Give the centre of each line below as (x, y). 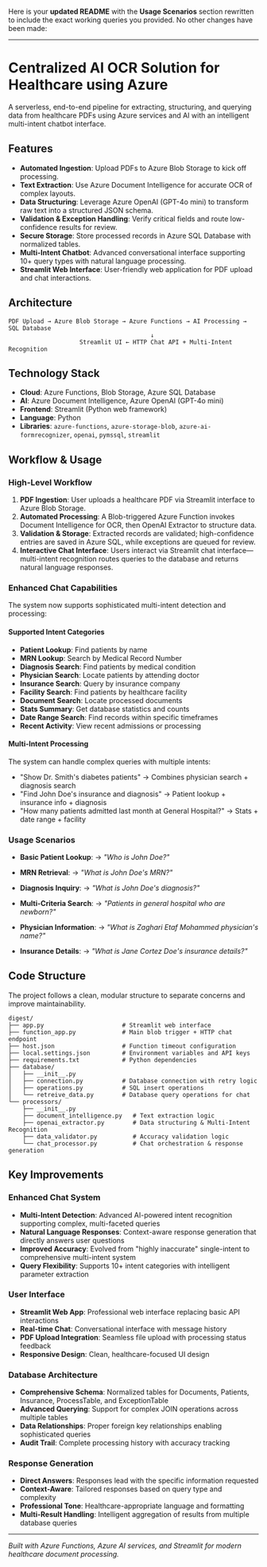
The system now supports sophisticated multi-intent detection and (117, 605)
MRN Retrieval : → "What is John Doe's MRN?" (96, 873)
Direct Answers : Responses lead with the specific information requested (139, 1481)
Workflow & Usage (55, 459)
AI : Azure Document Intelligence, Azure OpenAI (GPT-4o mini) (122, 401)
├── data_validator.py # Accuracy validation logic (126, 1137)
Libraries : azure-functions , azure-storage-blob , (98, 426)
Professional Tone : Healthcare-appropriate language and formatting (132, 1506)
